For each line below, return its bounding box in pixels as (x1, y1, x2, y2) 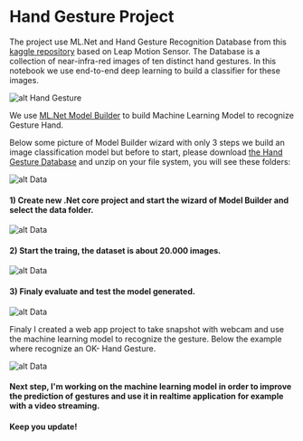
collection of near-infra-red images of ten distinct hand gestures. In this (9, 55, 277, 66)
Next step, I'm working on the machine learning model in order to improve (9, 381, 292, 392)
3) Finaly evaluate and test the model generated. (9, 285, 196, 296)
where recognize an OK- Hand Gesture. (9, 342, 156, 354)
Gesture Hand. (9, 120, 64, 130)
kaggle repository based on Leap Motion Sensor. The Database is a (9, 45, 260, 56)
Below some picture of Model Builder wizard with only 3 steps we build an (9, 137, 285, 148)
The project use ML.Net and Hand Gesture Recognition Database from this (9, 36, 287, 47)
